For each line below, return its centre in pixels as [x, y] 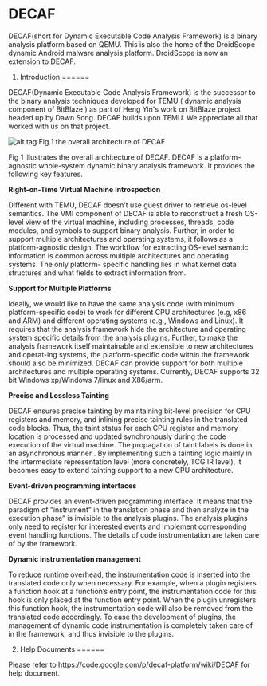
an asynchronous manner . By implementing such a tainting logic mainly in [130, 453]
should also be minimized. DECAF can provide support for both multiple [126, 363]
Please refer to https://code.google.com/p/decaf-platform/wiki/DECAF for [130, 664]
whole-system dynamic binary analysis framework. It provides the [147, 165]
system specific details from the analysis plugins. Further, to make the [123, 337]
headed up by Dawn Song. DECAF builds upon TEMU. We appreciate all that [133, 117]
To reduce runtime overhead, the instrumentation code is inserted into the [130, 574]
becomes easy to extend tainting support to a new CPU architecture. [121, 470]
